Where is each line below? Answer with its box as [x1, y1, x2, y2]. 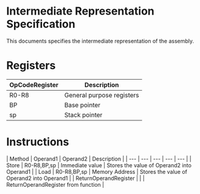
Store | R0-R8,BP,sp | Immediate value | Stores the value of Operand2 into [6, 161, 191, 168]
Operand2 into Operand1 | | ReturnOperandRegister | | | [6, 175, 145, 182]
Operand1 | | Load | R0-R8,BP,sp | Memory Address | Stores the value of [6, 168, 187, 175]
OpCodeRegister [9, 80, 59, 89]
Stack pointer [64, 111, 103, 119]
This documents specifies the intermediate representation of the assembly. [6, 37, 195, 44]
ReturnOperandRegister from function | [6, 181, 105, 188]
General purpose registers [64, 91, 139, 99]
